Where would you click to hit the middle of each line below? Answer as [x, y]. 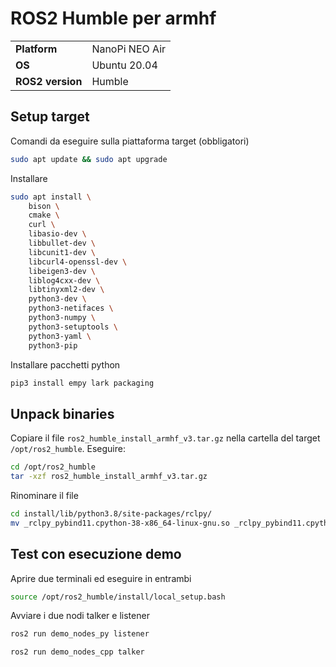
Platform [36, 49]
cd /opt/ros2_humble [53, 467]
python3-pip [53, 345]
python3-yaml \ [60, 336]
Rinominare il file [44, 495]
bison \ [44, 206]
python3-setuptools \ [73, 327]
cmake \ [44, 215]
